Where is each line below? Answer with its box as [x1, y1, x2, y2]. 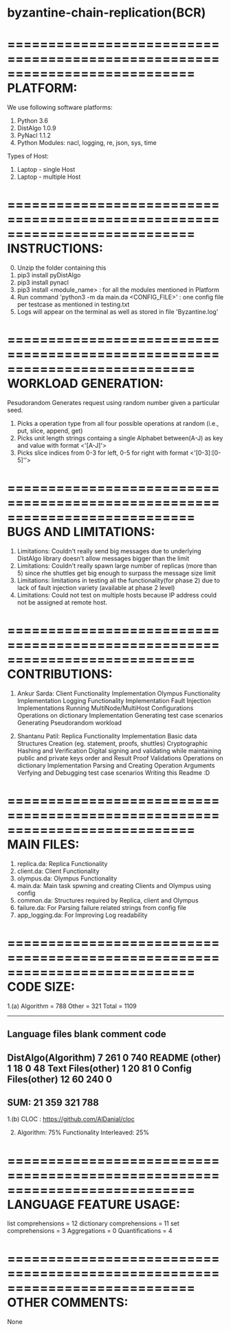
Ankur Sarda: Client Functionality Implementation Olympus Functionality [16, 689, 221, 698]
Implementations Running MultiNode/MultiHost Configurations [16, 704, 194, 712]
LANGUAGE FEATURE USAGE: [7, 1196, 180, 1212]
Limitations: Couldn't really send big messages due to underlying [16, 546, 201, 555]
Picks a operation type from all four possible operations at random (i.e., [16, 420, 219, 427]
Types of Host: [7, 152, 49, 160]
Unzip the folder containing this [16, 264, 107, 272]
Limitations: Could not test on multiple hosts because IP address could [16, 591, 217, 599]
